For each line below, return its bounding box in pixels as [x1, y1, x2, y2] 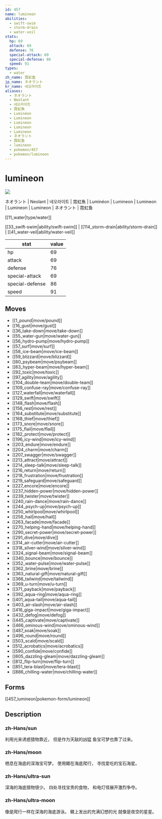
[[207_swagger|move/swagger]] [12, 452, 77, 458]
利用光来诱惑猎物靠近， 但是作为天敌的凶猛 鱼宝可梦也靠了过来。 [5, 736, 135, 742]
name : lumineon [5, 12, 36, 17]
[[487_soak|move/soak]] [12, 628, 61, 634]
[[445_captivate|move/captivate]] [12, 617, 80, 623]
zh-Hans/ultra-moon [5, 797, 55, 804]
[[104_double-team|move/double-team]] [12, 380, 93, 386]
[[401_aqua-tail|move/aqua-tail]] [12, 597, 77, 603]
